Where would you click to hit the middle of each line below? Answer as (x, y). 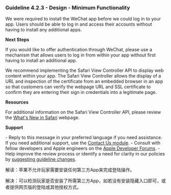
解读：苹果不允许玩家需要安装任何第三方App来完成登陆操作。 (70, 170)
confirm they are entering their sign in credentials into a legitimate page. (81, 92)
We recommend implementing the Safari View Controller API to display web (85, 70)
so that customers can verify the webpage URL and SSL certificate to (78, 87)
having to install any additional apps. (44, 30)
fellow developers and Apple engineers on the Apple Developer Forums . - (83, 148)
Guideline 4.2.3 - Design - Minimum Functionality (68, 8)
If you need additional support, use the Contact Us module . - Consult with (83, 143)
